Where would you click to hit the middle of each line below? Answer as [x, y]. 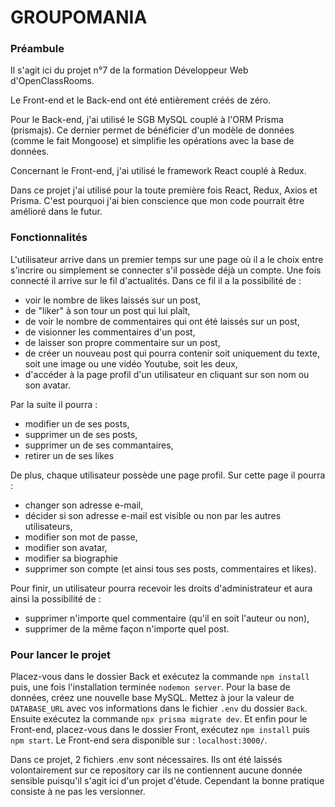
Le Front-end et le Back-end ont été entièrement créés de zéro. [141, 100]
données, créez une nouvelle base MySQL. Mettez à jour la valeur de [152, 698]
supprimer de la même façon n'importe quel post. [127, 628]
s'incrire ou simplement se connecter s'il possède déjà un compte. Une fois [166, 270]
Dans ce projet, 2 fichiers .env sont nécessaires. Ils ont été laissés [146, 760]
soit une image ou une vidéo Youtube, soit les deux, [131, 363]
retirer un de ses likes [69, 455]
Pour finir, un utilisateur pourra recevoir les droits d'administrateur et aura [161, 588]
